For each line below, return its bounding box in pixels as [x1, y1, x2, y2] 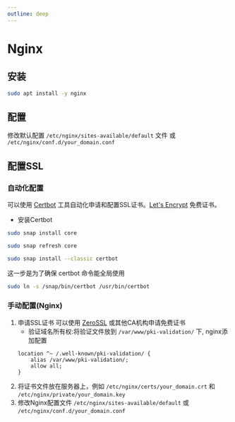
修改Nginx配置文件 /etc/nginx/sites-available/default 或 [17, 398, 189, 406]
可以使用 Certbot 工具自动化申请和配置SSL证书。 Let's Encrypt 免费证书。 [7, 201, 221, 209]
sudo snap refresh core [7, 242, 78, 250]
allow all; [30, 362, 63, 370]
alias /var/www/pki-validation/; [30, 356, 129, 363]
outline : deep [7, 10, 49, 18]
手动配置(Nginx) [7, 301, 63, 311]
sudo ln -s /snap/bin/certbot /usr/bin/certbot [7, 283, 150, 290]
